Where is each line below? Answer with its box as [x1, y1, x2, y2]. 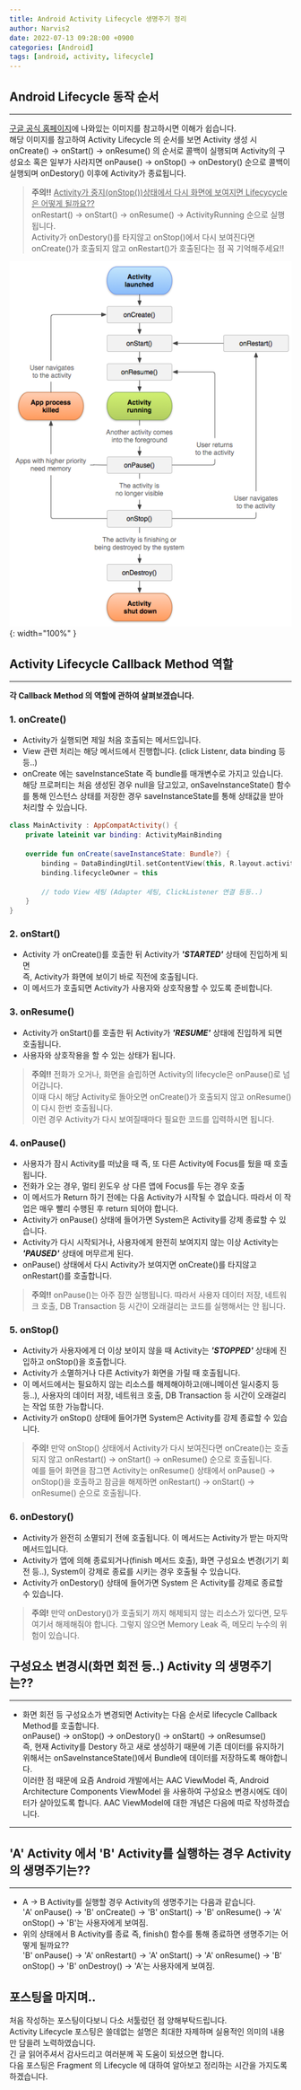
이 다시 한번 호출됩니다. [30, 1102, 114, 1113]
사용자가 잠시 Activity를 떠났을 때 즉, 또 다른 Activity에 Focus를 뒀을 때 [21, 1158, 271, 1169]
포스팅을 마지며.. [9, 1989, 97, 2005]
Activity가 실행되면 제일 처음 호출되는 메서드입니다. [21, 734, 202, 745]
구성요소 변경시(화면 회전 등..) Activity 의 [9, 1659, 226, 1674]
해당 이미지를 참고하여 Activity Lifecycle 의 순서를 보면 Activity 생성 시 [9, 134, 258, 145]
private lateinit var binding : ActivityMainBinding [25, 830, 222, 839]
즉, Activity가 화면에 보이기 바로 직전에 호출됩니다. [21, 971, 199, 982]
